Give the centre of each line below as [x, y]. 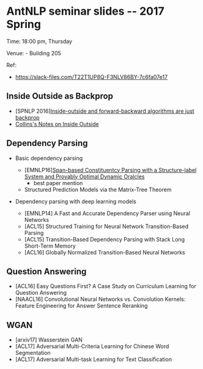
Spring [24, 24]
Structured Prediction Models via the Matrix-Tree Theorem [98, 189]
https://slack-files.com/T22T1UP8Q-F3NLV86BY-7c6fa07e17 [91, 77]
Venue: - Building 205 [34, 53]
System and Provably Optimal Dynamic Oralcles [84, 177]
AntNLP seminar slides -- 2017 [86, 11]
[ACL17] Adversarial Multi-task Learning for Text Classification [94, 359]
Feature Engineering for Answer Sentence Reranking [81, 306]
